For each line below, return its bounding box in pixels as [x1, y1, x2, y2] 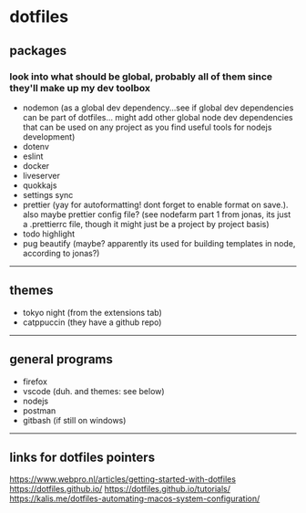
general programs [9, 351, 114, 367]
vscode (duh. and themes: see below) [22, 385, 166, 396]
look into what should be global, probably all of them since [9, 70, 273, 83]
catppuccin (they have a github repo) [22, 317, 162, 328]
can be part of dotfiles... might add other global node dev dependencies [22, 111, 293, 122]
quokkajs [22, 180, 57, 191]
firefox [22, 376, 48, 387]
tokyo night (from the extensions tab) [22, 307, 162, 318]
